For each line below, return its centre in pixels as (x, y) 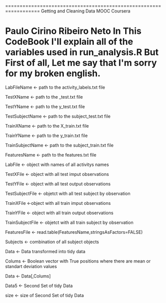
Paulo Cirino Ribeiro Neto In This (74, 31)
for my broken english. (53, 74)
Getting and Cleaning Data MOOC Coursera (86, 11)
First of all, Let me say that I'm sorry (81, 63)
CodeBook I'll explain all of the (69, 42)
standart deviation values (31, 266)
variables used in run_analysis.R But (82, 52)
